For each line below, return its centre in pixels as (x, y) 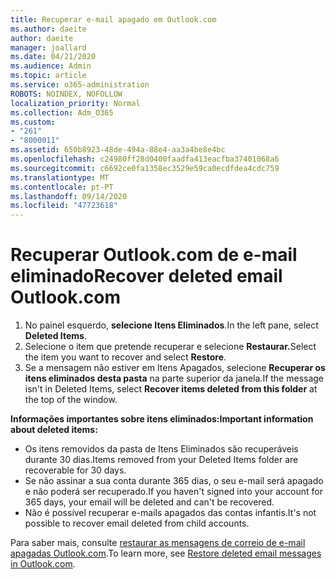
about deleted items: (54, 430)
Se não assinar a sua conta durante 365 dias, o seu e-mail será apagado (174, 481)
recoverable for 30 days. (75, 470)
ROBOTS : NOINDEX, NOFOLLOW (66, 94)
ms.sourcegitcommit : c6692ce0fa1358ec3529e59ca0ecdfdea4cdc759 (145, 168)
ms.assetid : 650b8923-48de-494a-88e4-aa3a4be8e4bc (118, 150)
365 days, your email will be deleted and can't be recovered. (149, 502)
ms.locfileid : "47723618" (64, 206)
